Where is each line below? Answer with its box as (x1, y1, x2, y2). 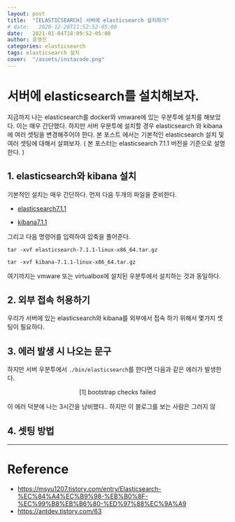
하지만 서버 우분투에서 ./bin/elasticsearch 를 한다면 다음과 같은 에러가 (7, 365, 203, 373)
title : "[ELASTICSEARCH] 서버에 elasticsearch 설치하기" (7, 17, 170, 24)
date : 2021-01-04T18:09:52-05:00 (7, 29, 111, 37)
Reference (7, 462, 69, 477)
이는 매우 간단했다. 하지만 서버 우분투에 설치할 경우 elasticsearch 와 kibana (16, 121, 222, 130)
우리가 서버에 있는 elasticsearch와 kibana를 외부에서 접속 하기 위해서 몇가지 (7, 314, 215, 322)
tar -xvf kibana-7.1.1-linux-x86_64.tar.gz (7, 259, 136, 266)
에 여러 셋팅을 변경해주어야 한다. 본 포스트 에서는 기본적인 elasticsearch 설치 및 (7, 130, 225, 139)
